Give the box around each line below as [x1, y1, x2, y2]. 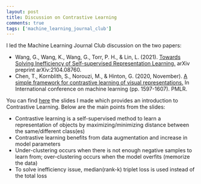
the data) [14, 159, 38, 167]
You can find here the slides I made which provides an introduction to [6, 97, 179, 104]
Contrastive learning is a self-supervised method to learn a [14, 115, 161, 122]
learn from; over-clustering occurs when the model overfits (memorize [14, 153, 190, 161]
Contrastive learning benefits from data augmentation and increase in [14, 134, 188, 141]
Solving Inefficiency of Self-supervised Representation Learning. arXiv [14, 60, 190, 67]
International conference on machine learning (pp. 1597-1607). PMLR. [14, 85, 188, 93]
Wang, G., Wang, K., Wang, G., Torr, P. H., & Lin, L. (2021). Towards [14, 53, 181, 61]
